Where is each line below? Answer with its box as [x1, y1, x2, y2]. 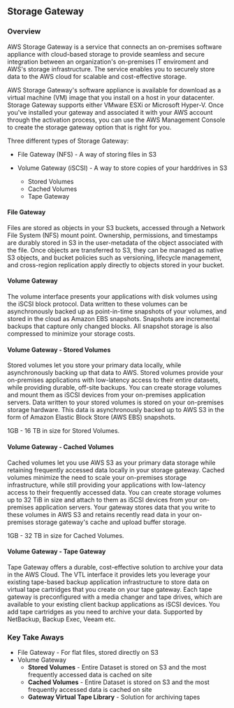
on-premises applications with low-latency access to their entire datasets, [7, 376, 220, 384]
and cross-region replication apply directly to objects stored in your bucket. [7, 260, 225, 269]
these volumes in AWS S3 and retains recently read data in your [7, 510, 191, 518]
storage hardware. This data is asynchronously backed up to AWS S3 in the [7, 406, 225, 414]
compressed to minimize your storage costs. [7, 330, 136, 338]
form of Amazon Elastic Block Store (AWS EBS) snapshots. [7, 413, 176, 422]
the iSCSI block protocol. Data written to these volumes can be [7, 300, 188, 309]
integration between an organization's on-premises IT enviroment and [7, 57, 209, 66]
